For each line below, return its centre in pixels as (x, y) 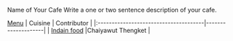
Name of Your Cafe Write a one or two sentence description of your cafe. (112, 10)
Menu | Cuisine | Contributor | (50, 23)
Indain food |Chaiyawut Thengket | (101, 30)
